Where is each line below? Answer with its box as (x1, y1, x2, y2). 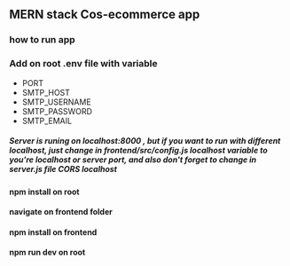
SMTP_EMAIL (21, 115, 73, 126)
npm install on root (9, 186, 80, 197)
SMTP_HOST (21, 87, 71, 98)
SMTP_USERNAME (21, 97, 91, 107)
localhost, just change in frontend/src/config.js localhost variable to (9, 145, 268, 156)
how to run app (9, 34, 75, 46)
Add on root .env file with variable (9, 58, 158, 70)
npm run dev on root (9, 247, 86, 258)
